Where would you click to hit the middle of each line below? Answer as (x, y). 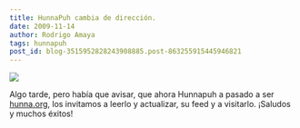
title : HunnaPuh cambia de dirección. (83, 18)
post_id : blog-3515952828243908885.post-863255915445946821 (126, 52)
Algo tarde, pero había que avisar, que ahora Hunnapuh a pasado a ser (142, 94)
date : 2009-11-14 (42, 26)
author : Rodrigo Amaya (52, 34)
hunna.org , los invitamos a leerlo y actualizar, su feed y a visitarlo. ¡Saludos (150, 104)
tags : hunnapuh (38, 43)
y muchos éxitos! (41, 113)
